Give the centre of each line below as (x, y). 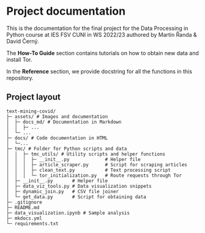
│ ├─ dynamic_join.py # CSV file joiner (63, 191)
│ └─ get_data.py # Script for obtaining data (76, 197)
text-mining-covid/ (31, 111)
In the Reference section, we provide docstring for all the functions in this (99, 71)
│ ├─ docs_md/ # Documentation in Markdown (64, 122)
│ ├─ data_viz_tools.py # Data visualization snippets (79, 186)
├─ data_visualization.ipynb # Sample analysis (68, 213)
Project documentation (66, 11)
